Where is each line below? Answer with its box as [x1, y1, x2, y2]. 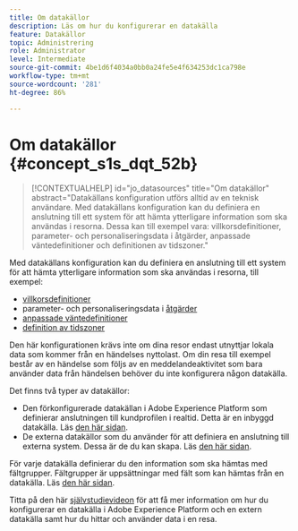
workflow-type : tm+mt [9, 72, 90, 81]
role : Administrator [9, 47, 87, 56]
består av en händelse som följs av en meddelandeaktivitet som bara [9, 359, 263, 370]
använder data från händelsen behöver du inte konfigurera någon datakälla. [9, 368, 288, 379]
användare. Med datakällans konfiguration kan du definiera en [30, 202, 260, 213]
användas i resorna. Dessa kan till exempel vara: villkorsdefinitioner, [30, 221, 282, 232]
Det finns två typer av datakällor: [9, 386, 130, 397]
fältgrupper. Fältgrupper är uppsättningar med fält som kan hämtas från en [9, 467, 285, 479]
